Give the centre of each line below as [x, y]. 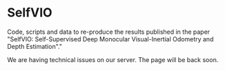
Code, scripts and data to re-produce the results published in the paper [109, 32]
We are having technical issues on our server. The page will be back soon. [113, 59]
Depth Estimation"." [35, 46]
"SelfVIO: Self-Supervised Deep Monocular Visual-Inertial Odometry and [110, 39]
